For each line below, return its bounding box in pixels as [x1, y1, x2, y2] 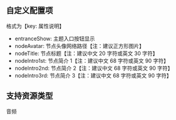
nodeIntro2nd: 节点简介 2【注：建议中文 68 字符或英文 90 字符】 [14, 64, 173, 72]
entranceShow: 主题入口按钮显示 [14, 35, 95, 42]
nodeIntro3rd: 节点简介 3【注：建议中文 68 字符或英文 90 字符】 [14, 72, 172, 79]
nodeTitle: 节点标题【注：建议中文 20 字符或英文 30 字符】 [14, 50, 158, 57]
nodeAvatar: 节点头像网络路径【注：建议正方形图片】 [14, 42, 145, 49]
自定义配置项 [6, 5, 53, 16]
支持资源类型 [6, 91, 53, 101]
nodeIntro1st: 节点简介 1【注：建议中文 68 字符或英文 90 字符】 [14, 57, 169, 64]
